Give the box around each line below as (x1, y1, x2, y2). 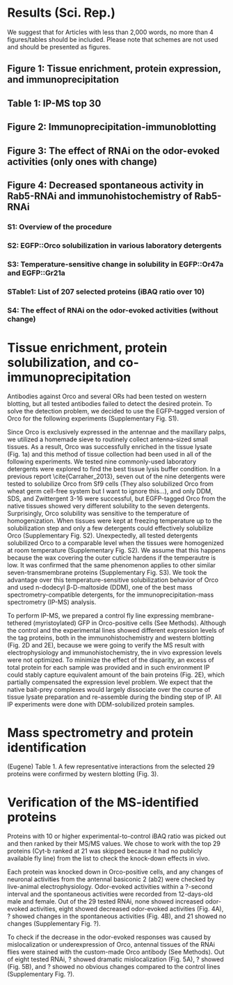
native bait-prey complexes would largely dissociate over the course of (7, 686, 211, 694)
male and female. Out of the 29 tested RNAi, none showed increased (7, 897, 204, 906)
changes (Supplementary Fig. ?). (7, 920, 101, 928)
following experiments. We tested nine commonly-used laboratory (7, 457, 197, 466)
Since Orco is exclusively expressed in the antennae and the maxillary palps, (7, 428, 227, 436)
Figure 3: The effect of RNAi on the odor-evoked (7, 145, 220, 157)
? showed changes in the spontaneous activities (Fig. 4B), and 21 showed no (7, 912, 227, 920)
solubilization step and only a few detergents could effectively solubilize (7, 524, 214, 533)
